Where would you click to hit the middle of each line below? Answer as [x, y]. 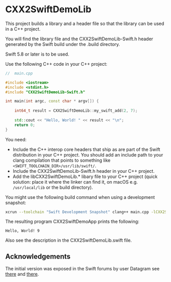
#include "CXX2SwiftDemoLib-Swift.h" [45, 92]
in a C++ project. [23, 29]
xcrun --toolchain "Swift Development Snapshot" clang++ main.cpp [77, 212]
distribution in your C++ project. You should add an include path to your [88, 155]
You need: [16, 139]
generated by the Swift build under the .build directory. [63, 44]
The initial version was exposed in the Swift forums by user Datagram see [82, 269]
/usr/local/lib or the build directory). [53, 187]
